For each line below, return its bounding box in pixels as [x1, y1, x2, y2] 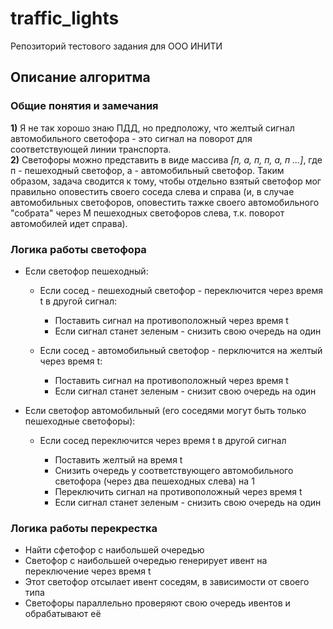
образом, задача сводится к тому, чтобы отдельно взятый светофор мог [10, 175, 322, 187]
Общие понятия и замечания [10, 99, 159, 113]
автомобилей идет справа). [10, 217, 128, 229]
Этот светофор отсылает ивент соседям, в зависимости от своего [24, 576, 310, 588]
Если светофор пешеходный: [24, 265, 149, 277]
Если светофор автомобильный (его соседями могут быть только [24, 404, 307, 416]
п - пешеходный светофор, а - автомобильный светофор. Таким [10, 164, 285, 176]
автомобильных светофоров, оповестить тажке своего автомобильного [10, 196, 320, 208]
